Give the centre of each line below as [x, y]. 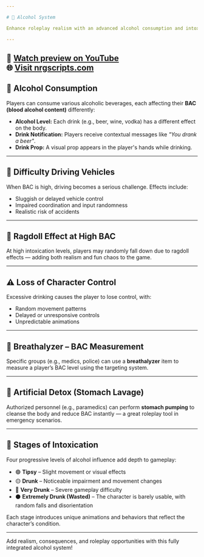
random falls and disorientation [54, 505]
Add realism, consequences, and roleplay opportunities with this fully [93, 541]
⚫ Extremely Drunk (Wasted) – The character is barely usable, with [100, 496]
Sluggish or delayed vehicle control [59, 198]
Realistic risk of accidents [47, 211]
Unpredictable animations [47, 322]
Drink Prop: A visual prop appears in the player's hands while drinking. [104, 147]
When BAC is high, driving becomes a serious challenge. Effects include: [97, 187]
